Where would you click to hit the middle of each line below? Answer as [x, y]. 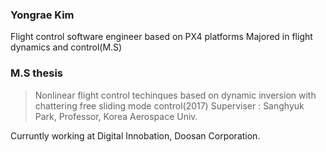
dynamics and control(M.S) [66, 47]
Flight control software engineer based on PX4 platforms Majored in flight [161, 37]
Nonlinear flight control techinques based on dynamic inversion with [175, 95]
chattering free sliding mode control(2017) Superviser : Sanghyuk [169, 105]
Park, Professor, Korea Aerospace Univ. [116, 116]
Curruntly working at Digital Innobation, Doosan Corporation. [135, 135]
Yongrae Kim [42, 15]
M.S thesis [37, 73]
